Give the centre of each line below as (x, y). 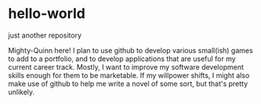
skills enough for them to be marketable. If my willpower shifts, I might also (129, 75)
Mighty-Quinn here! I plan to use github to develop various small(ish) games (130, 50)
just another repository (45, 35)
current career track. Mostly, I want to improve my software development (126, 66)
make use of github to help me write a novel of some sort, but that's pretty (128, 84)
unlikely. (22, 91)
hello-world (47, 14)
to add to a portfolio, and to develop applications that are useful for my (122, 59)
